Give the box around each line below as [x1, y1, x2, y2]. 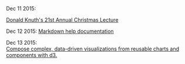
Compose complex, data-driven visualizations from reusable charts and [6, 45, 179, 52]
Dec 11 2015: [6, 5, 36, 12]
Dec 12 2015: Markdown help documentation [6, 28, 114, 35]
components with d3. [6, 52, 58, 58]
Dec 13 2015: [6, 39, 37, 46]
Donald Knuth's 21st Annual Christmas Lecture [6, 16, 119, 23]
